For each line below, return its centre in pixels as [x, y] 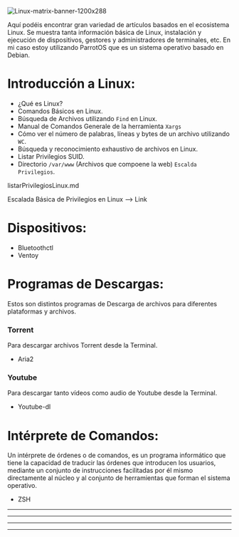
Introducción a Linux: [71, 84]
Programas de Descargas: [86, 284]
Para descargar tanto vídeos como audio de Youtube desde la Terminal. [112, 393]
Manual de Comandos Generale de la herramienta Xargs [99, 126]
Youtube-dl [34, 407]
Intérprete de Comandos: [83, 436]
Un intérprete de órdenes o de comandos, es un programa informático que [117, 455]
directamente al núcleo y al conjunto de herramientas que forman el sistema [119, 478]
